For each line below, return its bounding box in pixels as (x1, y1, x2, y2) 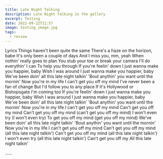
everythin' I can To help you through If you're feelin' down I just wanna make (5, 63, 159, 69)
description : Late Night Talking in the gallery (5, 12, 106, 17)
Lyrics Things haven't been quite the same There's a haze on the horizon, (5, 47, 152, 53)
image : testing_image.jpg (5, 25, 57, 30)
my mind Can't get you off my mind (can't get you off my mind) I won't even (5, 109, 157, 115)
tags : (5, 30, 16, 35)
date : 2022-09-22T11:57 (5, 20, 54, 26)
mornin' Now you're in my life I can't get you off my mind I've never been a (5, 78, 155, 84)
